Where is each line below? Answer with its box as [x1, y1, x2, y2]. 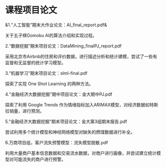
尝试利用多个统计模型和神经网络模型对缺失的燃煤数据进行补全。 [5, 129, 135, 135]
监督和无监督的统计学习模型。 [5, 59, 66, 65]
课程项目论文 [5, 4, 58, 16]
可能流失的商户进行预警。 [13, 156, 66, 162]
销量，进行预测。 [9, 108, 44, 114]
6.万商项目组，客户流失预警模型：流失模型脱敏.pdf [5, 139, 108, 145]
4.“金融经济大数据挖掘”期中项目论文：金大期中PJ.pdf [5, 91, 113, 97]
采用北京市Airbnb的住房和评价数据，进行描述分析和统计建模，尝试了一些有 [5, 53, 158, 59]
